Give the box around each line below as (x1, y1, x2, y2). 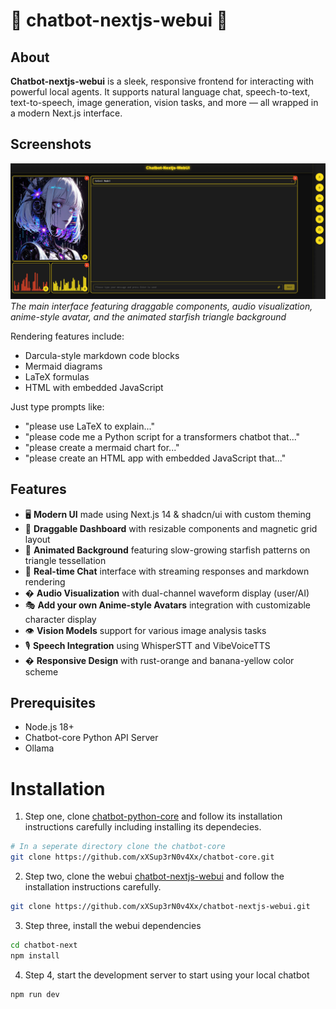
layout (24, 533, 51, 545)
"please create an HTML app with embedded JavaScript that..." (24, 452, 287, 464)
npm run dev (10, 989, 60, 999)
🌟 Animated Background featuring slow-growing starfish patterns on (24, 544, 311, 556)
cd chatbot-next (10, 940, 78, 951)
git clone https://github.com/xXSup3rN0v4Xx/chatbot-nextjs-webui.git (10, 902, 311, 912)
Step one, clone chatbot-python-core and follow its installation (24, 810, 283, 823)
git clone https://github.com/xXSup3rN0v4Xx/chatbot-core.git (10, 852, 275, 863)
